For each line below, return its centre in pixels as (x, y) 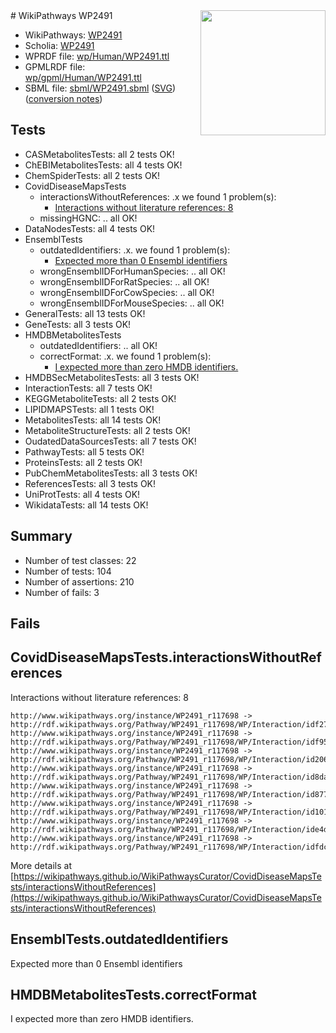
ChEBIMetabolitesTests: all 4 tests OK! (103, 165)
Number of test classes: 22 (80, 560)
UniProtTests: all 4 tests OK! (82, 494)
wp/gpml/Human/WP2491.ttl (83, 77)
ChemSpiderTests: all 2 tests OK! (92, 175)
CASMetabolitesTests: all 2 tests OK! (99, 154)
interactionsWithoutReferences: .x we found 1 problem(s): (158, 196)
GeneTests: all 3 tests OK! (78, 324)
